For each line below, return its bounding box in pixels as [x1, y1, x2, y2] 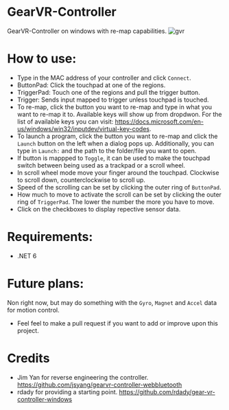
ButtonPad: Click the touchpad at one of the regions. [16, 80, 166, 89]
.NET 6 [16, 251, 37, 260]
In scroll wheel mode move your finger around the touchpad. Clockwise [16, 168, 219, 176]
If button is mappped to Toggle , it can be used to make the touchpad [16, 154, 210, 162]
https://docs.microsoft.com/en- [114, 117, 204, 126]
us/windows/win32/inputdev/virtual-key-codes [16, 124, 149, 133]
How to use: [7, 51, 77, 67]
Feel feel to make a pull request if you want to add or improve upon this [16, 319, 218, 327]
